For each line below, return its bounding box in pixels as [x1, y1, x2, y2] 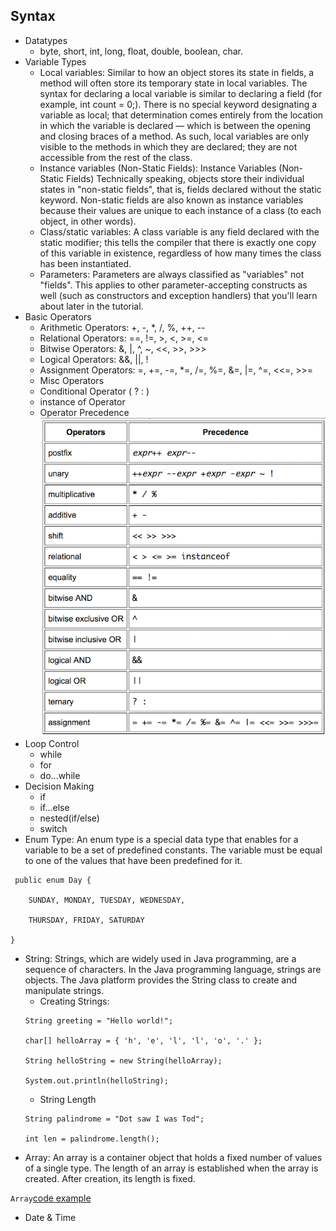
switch [39, 822, 68, 834]
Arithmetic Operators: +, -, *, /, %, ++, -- [39, 321, 206, 333]
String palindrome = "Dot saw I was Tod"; [24, 1114, 205, 1124]
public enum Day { [14, 875, 92, 885]
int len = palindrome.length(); [24, 1134, 160, 1144]
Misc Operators [39, 374, 105, 386]
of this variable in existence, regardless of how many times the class [39, 247, 322, 259]
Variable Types [24, 55, 87, 68]
